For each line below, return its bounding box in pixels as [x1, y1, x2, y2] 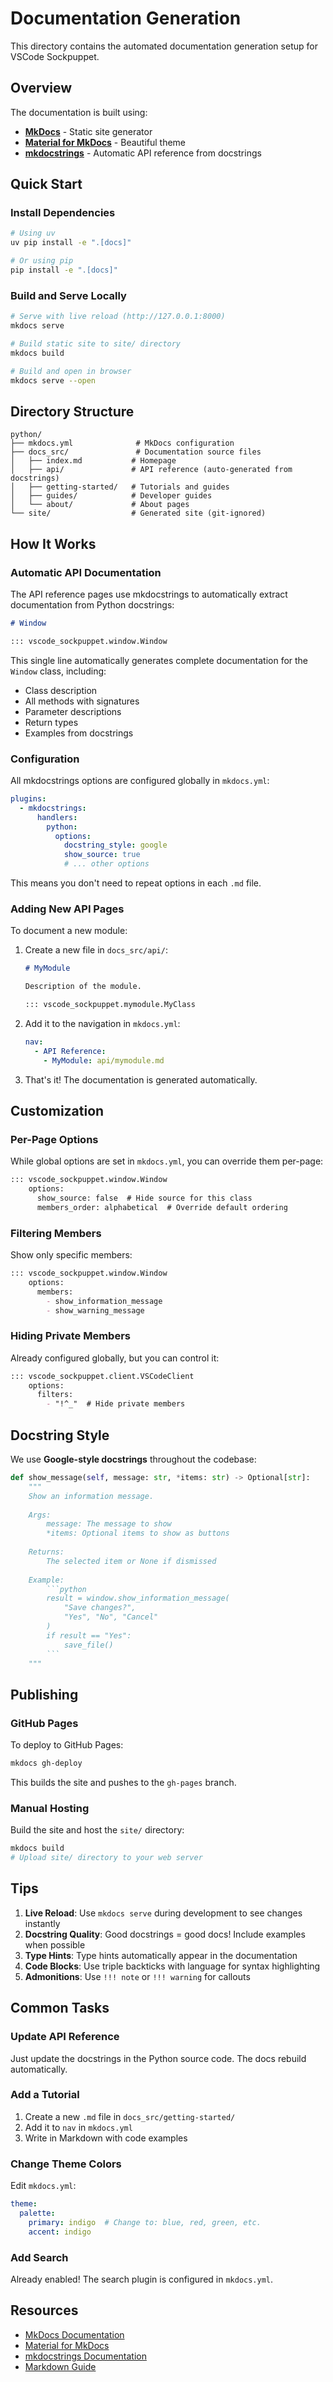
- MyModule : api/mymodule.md [43, 1055, 165, 1066]
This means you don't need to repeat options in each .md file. [10, 877, 262, 889]
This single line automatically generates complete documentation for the [10, 654, 309, 666]
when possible [24, 1938, 86, 1951]
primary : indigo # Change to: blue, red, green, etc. [28, 2217, 262, 2227]
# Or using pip [10, 256, 74, 266]
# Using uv [10, 228, 56, 239]
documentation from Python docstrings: [10, 598, 175, 611]
